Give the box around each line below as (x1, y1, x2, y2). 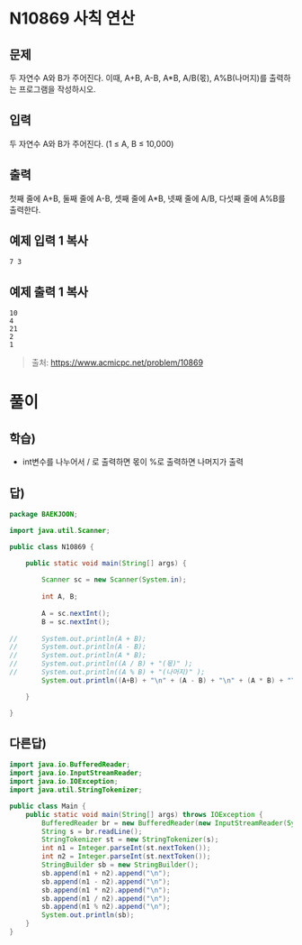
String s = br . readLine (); (41, 827, 143, 836)
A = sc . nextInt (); (41, 609, 111, 618)
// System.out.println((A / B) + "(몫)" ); (9, 659, 193, 668)
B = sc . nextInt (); (41, 617, 111, 627)
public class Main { (9, 802, 87, 811)
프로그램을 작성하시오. (18, 84, 96, 95)
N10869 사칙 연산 (9, 8, 136, 29)
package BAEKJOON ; (9, 510, 78, 519)
